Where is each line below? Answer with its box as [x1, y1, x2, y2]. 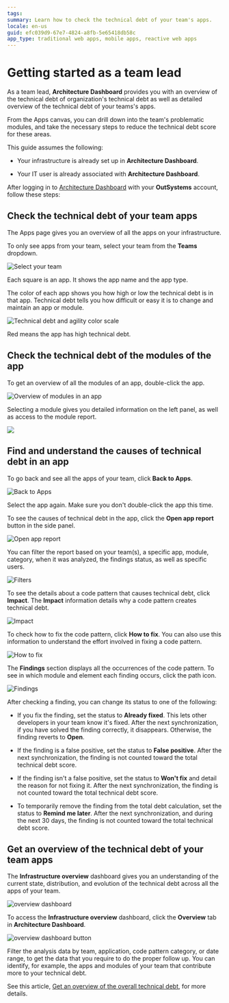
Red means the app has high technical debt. [7, 330, 131, 338]
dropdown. [7, 249, 38, 257]
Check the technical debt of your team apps [7, 210, 198, 222]
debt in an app [7, 456, 70, 468]
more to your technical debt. [7, 969, 87, 977]
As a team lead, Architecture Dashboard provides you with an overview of [7, 88, 217, 96]
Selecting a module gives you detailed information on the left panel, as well [7, 405, 219, 413]
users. [7, 562, 25, 571]
